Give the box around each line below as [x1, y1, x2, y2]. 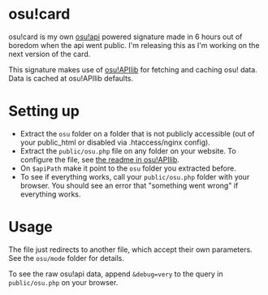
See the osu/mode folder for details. [8, 253, 124, 262]
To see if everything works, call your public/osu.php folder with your [19, 171, 250, 181]
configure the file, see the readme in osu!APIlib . [19, 154, 180, 164]
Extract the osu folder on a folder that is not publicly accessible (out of [19, 128, 255, 138]
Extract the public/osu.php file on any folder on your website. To [19, 145, 237, 155]
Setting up [8, 102, 80, 120]
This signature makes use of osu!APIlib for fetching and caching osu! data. [8, 64, 257, 74]
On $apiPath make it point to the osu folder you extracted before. [19, 163, 237, 173]
